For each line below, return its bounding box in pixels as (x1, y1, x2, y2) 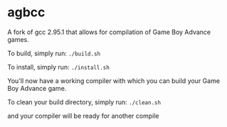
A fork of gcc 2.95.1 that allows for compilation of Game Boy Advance (7, 28, 211, 36)
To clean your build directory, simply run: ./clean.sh (7, 97, 162, 106)
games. (7, 35, 30, 43)
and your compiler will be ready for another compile (7, 111, 159, 120)
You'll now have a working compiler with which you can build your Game (7, 76, 221, 85)
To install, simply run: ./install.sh (7, 62, 110, 71)
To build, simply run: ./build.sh (7, 49, 101, 57)
